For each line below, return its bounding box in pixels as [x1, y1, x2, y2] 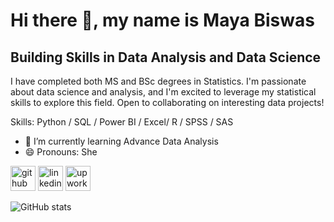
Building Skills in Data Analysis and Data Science [10, 49, 322, 66]
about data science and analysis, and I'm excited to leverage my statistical [10, 86, 317, 98]
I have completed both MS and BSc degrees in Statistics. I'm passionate [10, 75, 307, 87]
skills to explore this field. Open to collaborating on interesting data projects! [10, 97, 325, 108]
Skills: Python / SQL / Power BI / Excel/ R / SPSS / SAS [10, 116, 234, 128]
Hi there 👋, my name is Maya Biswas [10, 9, 315, 32]
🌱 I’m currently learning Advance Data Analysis [24, 135, 219, 147]
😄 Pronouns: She [24, 146, 98, 158]
